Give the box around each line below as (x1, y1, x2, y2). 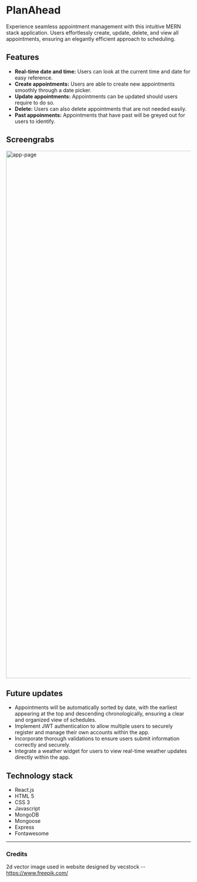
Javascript (14, 805, 40, 812)
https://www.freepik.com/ (6, 870, 69, 877)
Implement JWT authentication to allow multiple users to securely (14, 723, 173, 730)
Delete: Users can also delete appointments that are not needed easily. (14, 105, 186, 112)
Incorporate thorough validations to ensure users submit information (14, 735, 180, 742)
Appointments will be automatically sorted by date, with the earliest (14, 704, 178, 711)
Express (14, 824, 35, 831)
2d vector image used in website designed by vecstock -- (6, 863, 145, 870)
